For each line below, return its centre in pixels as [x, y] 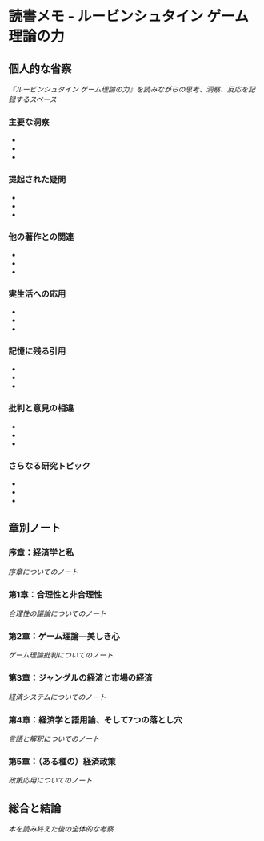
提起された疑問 [37, 180]
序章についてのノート [43, 572]
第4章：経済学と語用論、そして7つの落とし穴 [95, 720]
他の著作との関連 [41, 237]
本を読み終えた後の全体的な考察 [61, 829]
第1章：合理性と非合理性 [55, 594]
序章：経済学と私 [41, 552]
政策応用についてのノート [50, 780]
